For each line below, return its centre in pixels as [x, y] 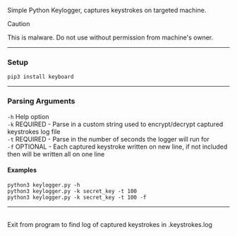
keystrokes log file [34, 131]
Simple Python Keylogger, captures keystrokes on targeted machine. [107, 10]
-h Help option [28, 116]
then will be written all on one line [56, 154]
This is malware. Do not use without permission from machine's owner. [110, 37]
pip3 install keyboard [41, 77]
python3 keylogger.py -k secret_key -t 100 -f [77, 197]
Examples [22, 170]
